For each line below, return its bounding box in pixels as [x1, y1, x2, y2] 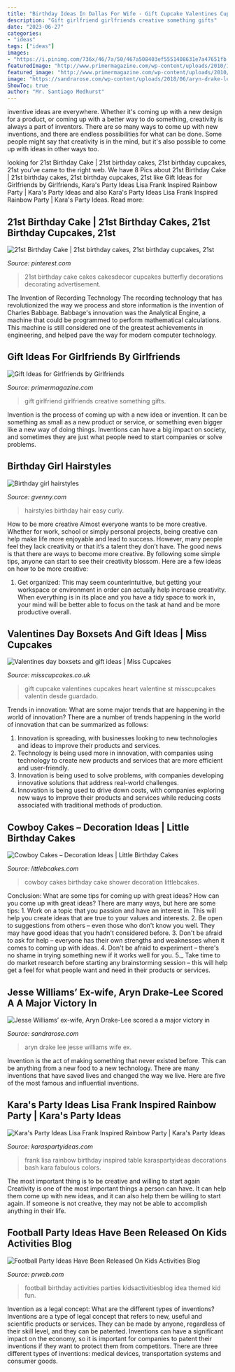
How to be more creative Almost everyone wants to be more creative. [7, 520, 208, 528]
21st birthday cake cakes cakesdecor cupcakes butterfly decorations [24, 272, 224, 281]
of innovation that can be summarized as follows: [7, 721, 149, 729]
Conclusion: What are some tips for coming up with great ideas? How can [7, 892, 220, 900]
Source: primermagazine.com [7, 383, 94, 391]
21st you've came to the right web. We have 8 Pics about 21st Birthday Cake [7, 166, 226, 174]
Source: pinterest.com [7, 258, 71, 267]
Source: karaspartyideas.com [7, 1142, 93, 1151]
